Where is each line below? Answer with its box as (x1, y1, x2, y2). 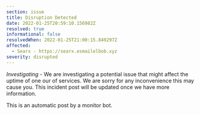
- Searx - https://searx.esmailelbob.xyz (11, 48, 118, 54)
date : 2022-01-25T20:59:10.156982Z (6, 20, 96, 26)
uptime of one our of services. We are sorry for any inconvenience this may (6, 77, 195, 84)
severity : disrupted (6, 54, 59, 60)
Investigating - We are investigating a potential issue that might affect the (6, 70, 189, 77)
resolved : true (6, 25, 45, 32)
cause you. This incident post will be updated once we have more (6, 83, 170, 91)
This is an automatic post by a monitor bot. (6, 101, 113, 109)
